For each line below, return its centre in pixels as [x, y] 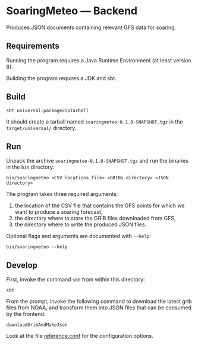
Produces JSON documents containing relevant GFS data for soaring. [91, 27]
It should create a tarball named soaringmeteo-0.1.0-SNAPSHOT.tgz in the [95, 121]
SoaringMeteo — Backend [72, 11]
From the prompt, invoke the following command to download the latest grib [99, 302]
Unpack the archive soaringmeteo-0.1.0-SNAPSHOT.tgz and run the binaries [97, 161]
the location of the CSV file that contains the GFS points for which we [100, 205]
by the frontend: [26, 314]
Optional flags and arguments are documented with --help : [79, 236]
